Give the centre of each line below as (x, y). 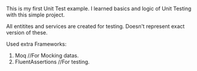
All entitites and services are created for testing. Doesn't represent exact (96, 26)
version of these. (27, 33)
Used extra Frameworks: (36, 44)
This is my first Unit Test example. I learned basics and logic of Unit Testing (99, 9)
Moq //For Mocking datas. (47, 55)
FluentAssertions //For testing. (52, 62)
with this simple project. (36, 15)
